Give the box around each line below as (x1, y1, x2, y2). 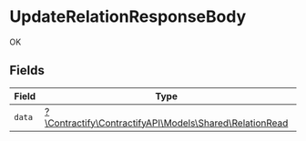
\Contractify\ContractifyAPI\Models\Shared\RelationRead (44, 116, 289, 129)
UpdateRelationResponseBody (9, 6, 247, 27)
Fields (9, 63, 46, 78)
